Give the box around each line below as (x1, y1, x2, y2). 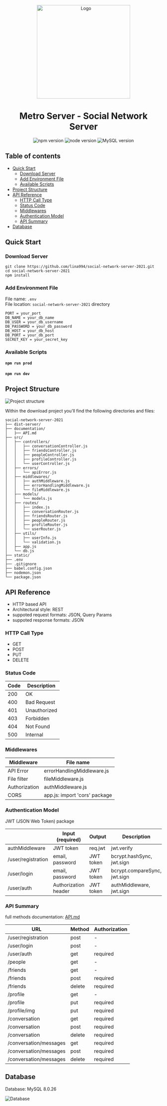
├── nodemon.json (5, 570, 41, 575)
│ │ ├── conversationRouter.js (5, 509, 79, 514)
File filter (7, 776, 28, 783)
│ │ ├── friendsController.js (5, 448, 77, 453)
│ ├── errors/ (5, 465, 39, 470)
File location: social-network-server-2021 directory (5, 301, 110, 307)
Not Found (25, 723, 50, 730)
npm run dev (5, 371, 30, 376)
